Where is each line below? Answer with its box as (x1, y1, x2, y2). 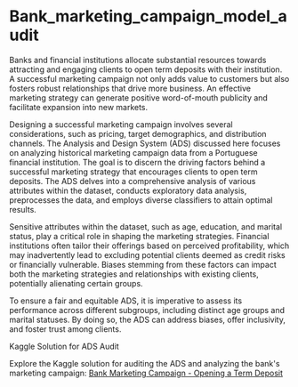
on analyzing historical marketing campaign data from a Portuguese (9, 147, 258, 157)
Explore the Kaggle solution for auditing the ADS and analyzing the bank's (9, 358, 280, 368)
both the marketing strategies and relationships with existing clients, (9, 269, 260, 279)
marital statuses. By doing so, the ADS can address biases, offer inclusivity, (9, 314, 286, 325)
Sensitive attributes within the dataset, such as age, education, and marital (9, 221, 283, 232)
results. (9, 204, 37, 214)
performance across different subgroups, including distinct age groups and (9, 304, 286, 315)
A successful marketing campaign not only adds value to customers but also (9, 73, 290, 84)
